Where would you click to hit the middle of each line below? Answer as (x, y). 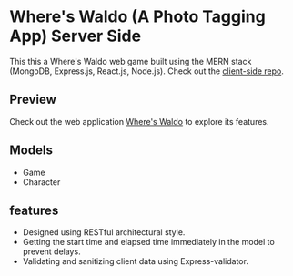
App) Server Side (76, 36)
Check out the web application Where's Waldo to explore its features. (140, 121)
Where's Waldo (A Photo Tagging (137, 17)
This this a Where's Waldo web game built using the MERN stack (131, 61)
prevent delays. (51, 251)
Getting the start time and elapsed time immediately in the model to (148, 242)
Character (41, 182)
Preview (33, 100)
